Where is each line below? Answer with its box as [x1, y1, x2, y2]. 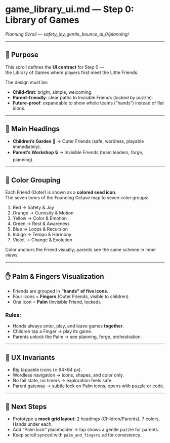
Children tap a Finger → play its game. [12, 328, 93, 335]
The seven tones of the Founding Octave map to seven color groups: [5, 195, 149, 201]
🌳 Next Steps [5, 402, 47, 411]
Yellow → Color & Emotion [12, 215, 67, 221]
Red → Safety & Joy [12, 204, 54, 211]
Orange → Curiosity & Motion [12, 210, 74, 216]
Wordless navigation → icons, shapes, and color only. [12, 372, 124, 378]
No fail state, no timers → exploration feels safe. [12, 378, 113, 384]
